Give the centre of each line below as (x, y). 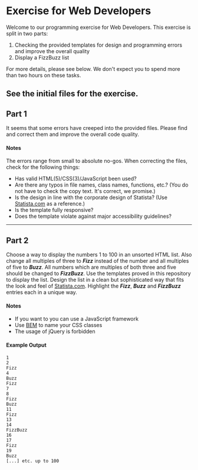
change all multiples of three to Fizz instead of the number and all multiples (98, 261)
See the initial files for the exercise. (72, 94)
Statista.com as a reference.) (50, 204)
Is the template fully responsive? (54, 210)
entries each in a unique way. (42, 292)
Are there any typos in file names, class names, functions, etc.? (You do (101, 185)
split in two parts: (27, 33)
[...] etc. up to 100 (33, 461)
